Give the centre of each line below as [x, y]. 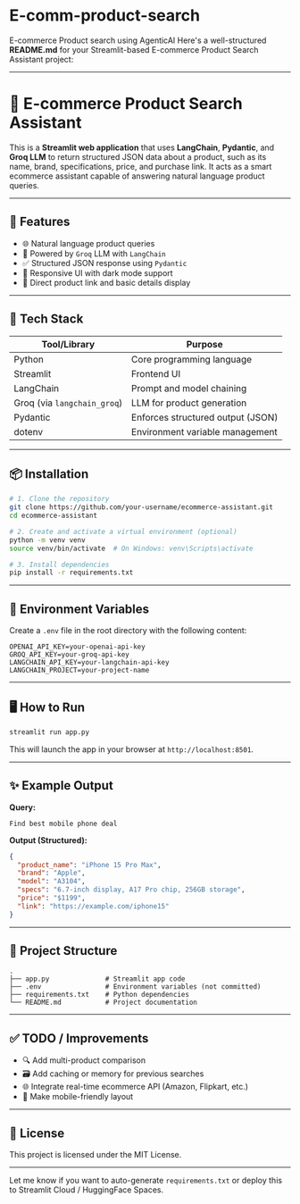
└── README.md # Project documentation [104, 1003]
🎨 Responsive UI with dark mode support [97, 272]
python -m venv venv [48, 540]
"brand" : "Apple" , [52, 873]
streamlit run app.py [50, 732]
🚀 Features [40, 222]
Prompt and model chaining [189, 388]
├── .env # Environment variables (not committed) [135, 987]
